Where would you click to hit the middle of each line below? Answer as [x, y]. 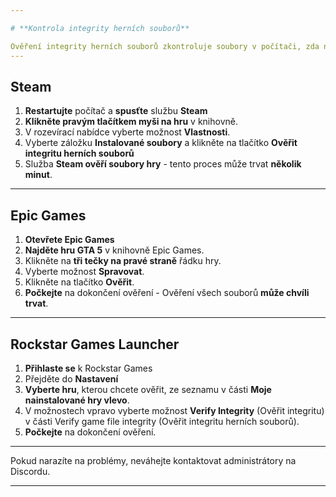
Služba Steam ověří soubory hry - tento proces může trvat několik [163, 164]
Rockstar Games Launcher [95, 344]
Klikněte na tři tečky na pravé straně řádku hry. [123, 261]
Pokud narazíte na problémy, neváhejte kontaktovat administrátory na [153, 460]
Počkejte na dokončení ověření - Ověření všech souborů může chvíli [167, 293]
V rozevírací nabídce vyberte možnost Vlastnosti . [127, 132]
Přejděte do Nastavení [71, 378]
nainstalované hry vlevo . [77, 400]
